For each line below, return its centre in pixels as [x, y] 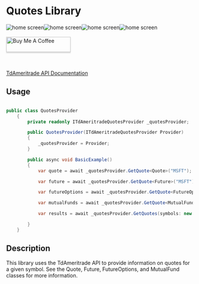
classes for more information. [42, 275]
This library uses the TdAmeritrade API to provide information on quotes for [98, 263]
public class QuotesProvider [42, 111]
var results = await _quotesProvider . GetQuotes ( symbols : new [115, 214]
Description [28, 249]
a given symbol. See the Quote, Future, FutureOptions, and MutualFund [93, 269]
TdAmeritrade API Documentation [47, 73]
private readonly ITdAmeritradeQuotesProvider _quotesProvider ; [108, 122]
